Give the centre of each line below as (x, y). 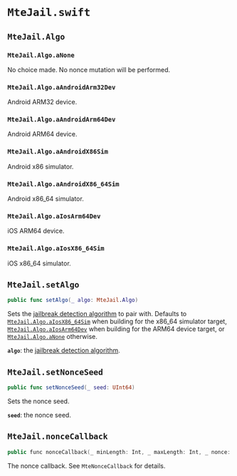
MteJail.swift (49, 12)
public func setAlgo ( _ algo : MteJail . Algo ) (73, 300)
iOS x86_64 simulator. (39, 263)
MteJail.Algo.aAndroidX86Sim (58, 152)
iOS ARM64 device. (36, 231)
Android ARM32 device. (42, 102)
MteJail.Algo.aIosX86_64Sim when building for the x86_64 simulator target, (117, 321)
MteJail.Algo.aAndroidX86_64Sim (63, 184)
